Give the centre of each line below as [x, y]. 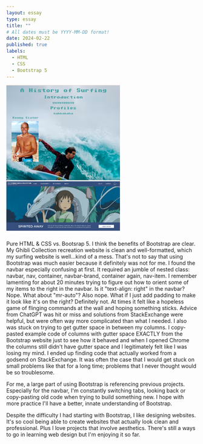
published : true [27, 45]
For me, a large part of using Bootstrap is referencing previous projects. [96, 384]
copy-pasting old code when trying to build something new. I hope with [95, 397]
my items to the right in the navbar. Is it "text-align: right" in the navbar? [95, 289]
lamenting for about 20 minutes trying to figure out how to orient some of [98, 282]
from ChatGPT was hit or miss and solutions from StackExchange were [95, 314]
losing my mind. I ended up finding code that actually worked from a [92, 353]
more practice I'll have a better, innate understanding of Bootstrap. [89, 403]
